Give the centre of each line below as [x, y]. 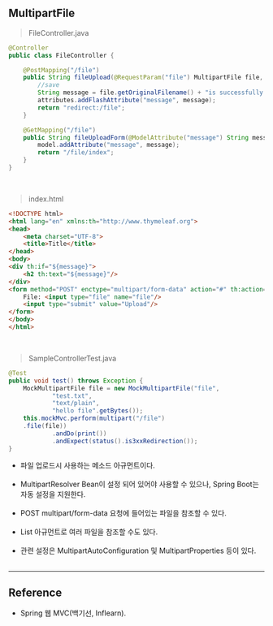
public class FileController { [61, 55]
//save [49, 85]
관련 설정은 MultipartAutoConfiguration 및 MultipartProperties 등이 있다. [138, 550]
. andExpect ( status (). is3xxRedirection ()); [125, 441]
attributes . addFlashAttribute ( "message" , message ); [127, 101]
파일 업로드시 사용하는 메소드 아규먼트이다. [88, 465]
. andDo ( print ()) [79, 434]
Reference [35, 592]
